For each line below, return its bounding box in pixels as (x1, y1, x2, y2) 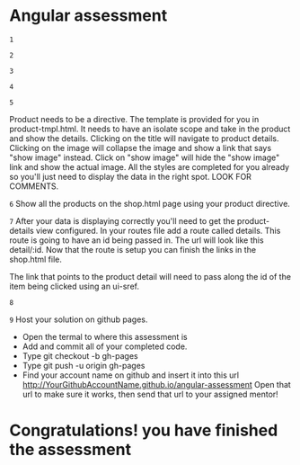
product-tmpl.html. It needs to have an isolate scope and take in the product (9, 123, 291, 134)
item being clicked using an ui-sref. (9, 281, 139, 291)
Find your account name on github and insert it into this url (22, 370, 240, 380)
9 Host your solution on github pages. (9, 314, 148, 325)
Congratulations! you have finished (9, 420, 278, 441)
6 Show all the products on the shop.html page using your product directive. (9, 198, 290, 209)
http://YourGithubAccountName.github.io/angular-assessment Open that (22, 379, 292, 389)
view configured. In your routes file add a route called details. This (35, 225, 281, 236)
